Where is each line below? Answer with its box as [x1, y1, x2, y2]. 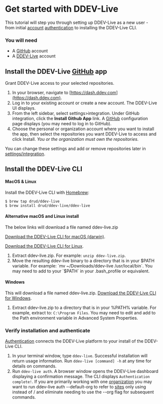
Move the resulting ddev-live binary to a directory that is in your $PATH [12, 257, 155, 264]
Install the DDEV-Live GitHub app [5, 67, 107, 76]
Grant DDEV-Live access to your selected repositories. [5, 80, 114, 86]
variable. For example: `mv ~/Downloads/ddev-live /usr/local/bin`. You [12, 263, 153, 269]
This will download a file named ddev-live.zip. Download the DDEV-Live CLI [5, 290, 157, 296]
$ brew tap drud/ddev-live [5, 199, 60, 204]
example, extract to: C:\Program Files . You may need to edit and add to [12, 310, 156, 316]
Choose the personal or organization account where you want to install [12, 126, 154, 132]
